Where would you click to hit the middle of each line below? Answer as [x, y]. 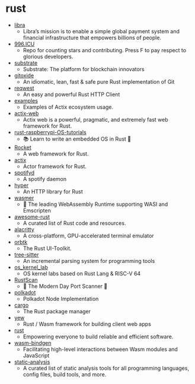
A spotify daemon [45, 179]
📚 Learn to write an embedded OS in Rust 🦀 [77, 139]
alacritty [24, 229]
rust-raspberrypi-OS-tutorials [50, 132]
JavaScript [36, 356]
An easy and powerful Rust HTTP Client [71, 94]
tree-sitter [26, 255]
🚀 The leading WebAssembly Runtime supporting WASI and [95, 204]
